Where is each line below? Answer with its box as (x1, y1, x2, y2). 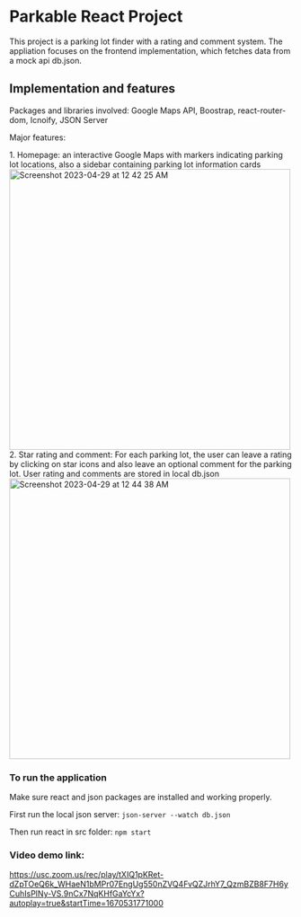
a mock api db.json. (9, 55, 83, 66)
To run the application (9, 771, 108, 783)
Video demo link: (9, 849, 85, 861)
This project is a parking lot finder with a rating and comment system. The (9, 36, 283, 47)
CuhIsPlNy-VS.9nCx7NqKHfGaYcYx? (9, 888, 146, 899)
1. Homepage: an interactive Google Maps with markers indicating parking (9, 149, 283, 160)
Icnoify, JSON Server (30, 114, 109, 125)
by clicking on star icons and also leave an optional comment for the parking (9, 458, 292, 469)
